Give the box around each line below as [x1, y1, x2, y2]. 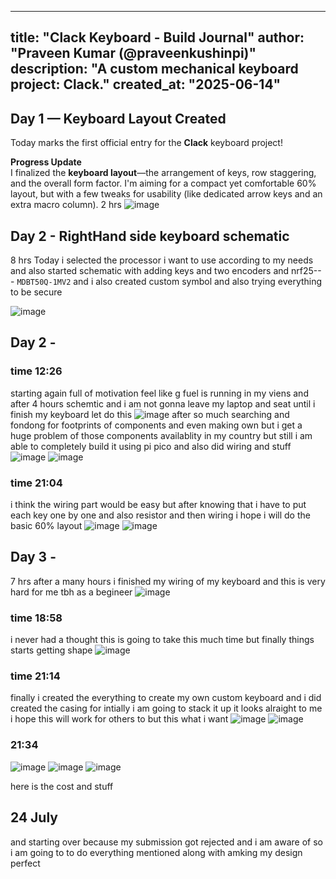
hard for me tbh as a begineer [10, 586, 133, 598]
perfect [10, 857, 41, 869]
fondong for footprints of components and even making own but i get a [10, 419, 303, 431]
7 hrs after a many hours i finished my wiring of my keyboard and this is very [10, 575, 326, 587]
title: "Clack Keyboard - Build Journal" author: [10, 29, 305, 46]
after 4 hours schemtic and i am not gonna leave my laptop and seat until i [10, 397, 316, 410]
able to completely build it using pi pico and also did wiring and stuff [10, 440, 292, 452]
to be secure [10, 286, 63, 298]
